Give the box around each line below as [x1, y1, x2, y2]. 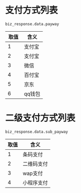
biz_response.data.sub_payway [5, 129, 68, 134]
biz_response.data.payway [5, 21, 59, 27]
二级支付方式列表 [5, 113, 76, 124]
